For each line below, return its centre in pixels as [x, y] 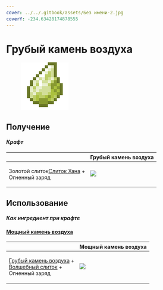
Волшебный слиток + [35, 267]
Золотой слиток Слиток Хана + [47, 171]
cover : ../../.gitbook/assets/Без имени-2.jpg [65, 13]
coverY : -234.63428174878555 [42, 19]
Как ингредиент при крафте [43, 218]
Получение [28, 127]
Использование [37, 203]
